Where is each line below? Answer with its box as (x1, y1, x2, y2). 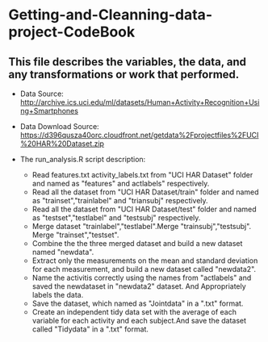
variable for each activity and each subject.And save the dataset (31, 316, 247, 325)
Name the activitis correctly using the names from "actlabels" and (31, 273, 252, 282)
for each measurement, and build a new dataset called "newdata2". (31, 265, 257, 273)
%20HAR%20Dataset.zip (19, 139, 105, 148)
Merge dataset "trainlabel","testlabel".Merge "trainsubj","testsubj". (31, 222, 252, 231)
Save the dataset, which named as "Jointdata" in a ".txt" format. (31, 298, 244, 308)
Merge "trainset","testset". (31, 230, 119, 240)
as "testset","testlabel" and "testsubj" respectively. (31, 213, 201, 223)
